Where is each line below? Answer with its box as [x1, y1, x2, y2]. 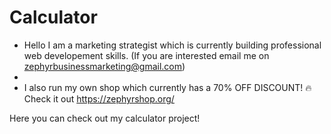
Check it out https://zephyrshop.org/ [23, 92, 175, 105]
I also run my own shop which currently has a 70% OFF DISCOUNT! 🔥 [23, 81, 312, 93]
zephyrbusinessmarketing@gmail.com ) [23, 60, 186, 72]
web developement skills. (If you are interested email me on [23, 49, 270, 61]
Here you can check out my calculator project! [9, 112, 201, 124]
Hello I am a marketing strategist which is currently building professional [23, 39, 322, 51]
